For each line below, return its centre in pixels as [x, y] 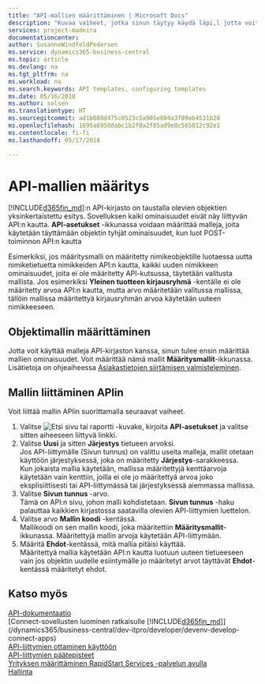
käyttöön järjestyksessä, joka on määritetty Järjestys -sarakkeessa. [129, 460]
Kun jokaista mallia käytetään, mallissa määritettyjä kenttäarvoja [123, 469]
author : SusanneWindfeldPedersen [63, 45]
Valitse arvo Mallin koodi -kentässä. [78, 519]
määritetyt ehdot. [79, 570]
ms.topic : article [38, 60]
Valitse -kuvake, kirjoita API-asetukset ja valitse [134, 427]
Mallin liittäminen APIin [66, 392]
